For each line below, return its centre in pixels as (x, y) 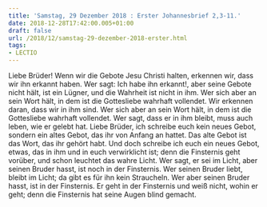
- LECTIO (23, 53)
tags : (17, 46)
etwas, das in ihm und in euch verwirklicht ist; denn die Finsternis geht (124, 152)
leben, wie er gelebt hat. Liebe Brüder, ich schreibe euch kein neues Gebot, (132, 126)
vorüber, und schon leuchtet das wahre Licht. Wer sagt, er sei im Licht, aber (133, 160)
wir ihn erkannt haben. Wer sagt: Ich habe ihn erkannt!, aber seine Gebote (130, 84)
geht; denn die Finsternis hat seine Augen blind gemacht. (103, 194)
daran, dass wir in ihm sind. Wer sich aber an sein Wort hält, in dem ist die (130, 109)
